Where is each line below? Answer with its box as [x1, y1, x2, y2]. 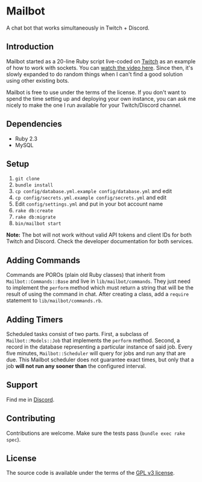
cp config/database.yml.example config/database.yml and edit [14, 188, 172, 195]
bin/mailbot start [14, 221, 62, 227]
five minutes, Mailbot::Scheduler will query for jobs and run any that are [6, 350, 186, 357]
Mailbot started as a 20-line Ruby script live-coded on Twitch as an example [6, 57, 196, 65]
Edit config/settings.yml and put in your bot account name [14, 200, 163, 208]
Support [6, 380, 38, 390]
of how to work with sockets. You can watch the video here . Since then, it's [6, 64, 194, 71]
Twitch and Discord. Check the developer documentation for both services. [6, 238, 194, 245]
